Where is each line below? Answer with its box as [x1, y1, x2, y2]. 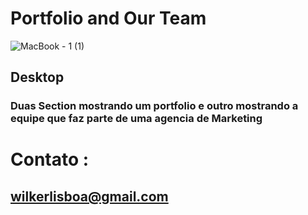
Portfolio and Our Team [10, 7, 207, 30]
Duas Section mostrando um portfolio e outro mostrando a [10, 99, 299, 113]
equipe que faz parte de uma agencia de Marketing [10, 112, 263, 126]
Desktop [10, 69, 65, 86]
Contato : [10, 148, 90, 171]
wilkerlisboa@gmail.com [10, 188, 169, 205]
